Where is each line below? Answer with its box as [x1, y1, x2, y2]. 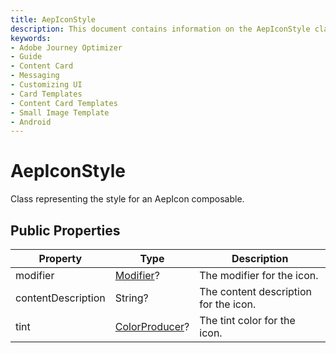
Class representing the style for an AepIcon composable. [10, 193, 245, 205]
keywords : [10, 33, 52, 43]
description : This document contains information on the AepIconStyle [10, 24, 311, 34]
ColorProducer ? [114, 320, 190, 333]
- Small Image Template [10, 107, 110, 118]
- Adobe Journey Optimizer [10, 42, 123, 53]
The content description [199, 285, 312, 298]
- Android [10, 117, 52, 127]
